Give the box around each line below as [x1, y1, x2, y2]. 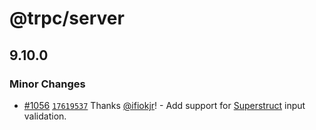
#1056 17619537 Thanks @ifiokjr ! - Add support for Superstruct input [23, 99, 306, 111]
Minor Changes [9, 77, 86, 91]
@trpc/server [9, 7, 125, 30]
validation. [23, 110, 67, 122]
